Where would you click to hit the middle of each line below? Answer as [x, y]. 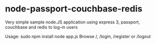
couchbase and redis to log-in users [41, 27]
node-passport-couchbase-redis [74, 9]
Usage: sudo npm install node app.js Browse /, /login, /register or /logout [78, 36]
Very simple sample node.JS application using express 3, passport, [73, 22]
